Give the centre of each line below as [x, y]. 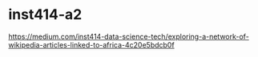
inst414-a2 [45, 15]
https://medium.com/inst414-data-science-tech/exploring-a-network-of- [129, 36]
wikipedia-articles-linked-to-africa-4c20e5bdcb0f [91, 44]
